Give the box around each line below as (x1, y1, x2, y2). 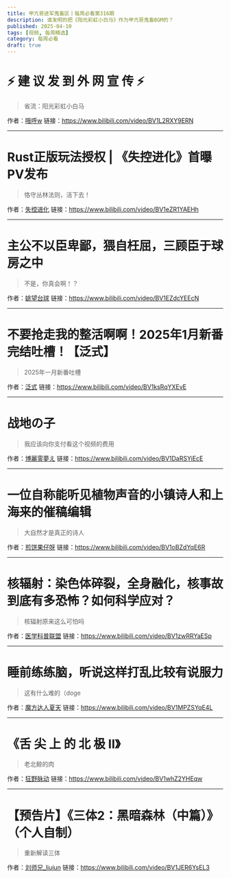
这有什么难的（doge (23, 689, 81, 697)
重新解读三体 (23, 849, 60, 857)
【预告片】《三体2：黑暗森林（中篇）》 (7, 807, 219, 823)
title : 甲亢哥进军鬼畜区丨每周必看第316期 (7, 10, 114, 17)
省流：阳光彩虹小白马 (23, 102, 84, 110)
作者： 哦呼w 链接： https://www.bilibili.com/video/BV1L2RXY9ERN (7, 116, 194, 124)
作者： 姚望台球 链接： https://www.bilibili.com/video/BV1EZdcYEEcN (7, 294, 199, 302)
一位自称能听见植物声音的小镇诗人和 (7, 487, 212, 503)
